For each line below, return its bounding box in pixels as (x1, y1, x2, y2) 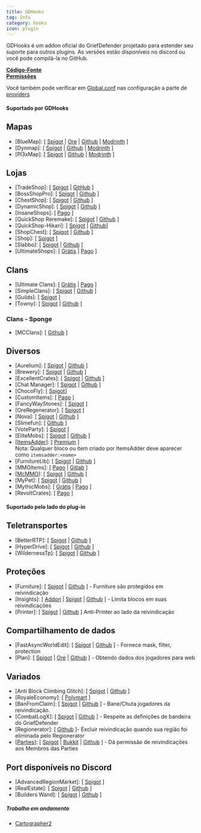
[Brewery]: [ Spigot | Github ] (14, 368, 87, 376)
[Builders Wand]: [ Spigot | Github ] (14, 791, 102, 798)
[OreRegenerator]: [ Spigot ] (14, 406, 85, 414)
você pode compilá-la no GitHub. (6, 55, 88, 62)
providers (6, 91, 30, 98)
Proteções (6, 567, 46, 577)
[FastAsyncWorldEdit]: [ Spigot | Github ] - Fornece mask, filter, (14, 642, 172, 649)
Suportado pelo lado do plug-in (6, 503, 86, 510)
